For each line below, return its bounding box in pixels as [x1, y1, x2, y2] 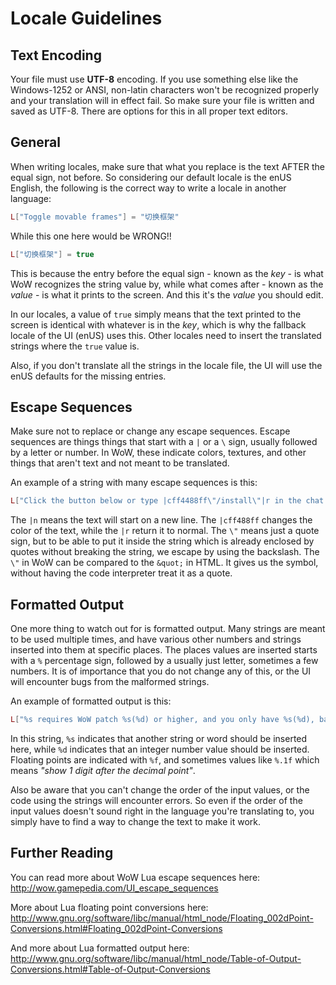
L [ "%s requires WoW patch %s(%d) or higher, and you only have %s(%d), [10, 715, 315, 725]
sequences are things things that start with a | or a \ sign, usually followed [10, 436, 318, 448]
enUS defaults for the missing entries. [10, 370, 167, 382]
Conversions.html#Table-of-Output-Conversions [10, 963, 211, 975]
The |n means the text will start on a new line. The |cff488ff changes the [10, 514, 313, 526]
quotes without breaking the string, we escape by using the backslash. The [10, 546, 320, 558]
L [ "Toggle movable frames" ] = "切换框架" [10, 212, 180, 222]
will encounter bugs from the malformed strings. [10, 676, 210, 688]
